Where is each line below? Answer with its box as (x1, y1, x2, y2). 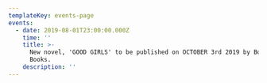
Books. (29, 56, 52, 64)
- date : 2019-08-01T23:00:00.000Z (15, 26, 130, 34)
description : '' (22, 63, 77, 71)
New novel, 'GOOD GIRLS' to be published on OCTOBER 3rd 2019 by (29, 48, 250, 56)
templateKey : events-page (8, 11, 94, 20)
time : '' (22, 33, 52, 42)
